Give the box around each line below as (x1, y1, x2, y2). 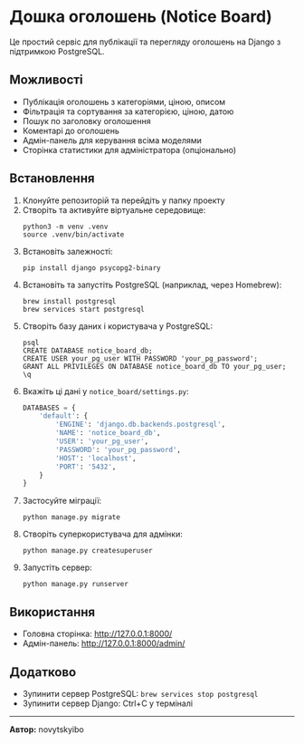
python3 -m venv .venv (22, 222, 109, 231)
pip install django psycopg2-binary (22, 263, 161, 273)
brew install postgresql (22, 296, 117, 305)
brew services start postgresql (22, 304, 145, 314)
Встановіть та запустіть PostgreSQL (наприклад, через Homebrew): (22, 279, 282, 290)
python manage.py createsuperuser (22, 546, 153, 556)
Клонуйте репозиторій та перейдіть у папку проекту (22, 195, 225, 206)
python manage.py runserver (22, 580, 128, 589)
